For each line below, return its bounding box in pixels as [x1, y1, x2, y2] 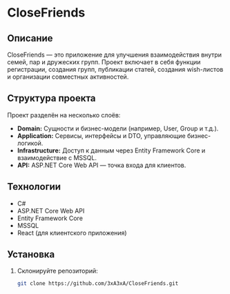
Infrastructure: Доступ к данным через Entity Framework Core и [17, 146, 206, 155]
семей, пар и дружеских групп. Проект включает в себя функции [7, 58, 201, 66]
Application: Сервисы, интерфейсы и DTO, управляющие [17, 131, 186, 139]
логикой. [17, 139, 44, 147]
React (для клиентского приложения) [17, 228, 127, 237]
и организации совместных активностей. [7, 72, 129, 81]
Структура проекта [7, 92, 96, 104]
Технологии [7, 181, 61, 193]
